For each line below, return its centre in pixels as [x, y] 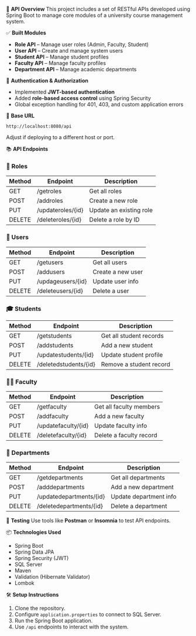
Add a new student [127, 345]
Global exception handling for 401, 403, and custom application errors [99, 104]
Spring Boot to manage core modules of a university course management [94, 15]
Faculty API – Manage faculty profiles [60, 63]
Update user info [116, 281]
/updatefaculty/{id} [63, 426]
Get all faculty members [127, 407]
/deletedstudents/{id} [66, 364]
